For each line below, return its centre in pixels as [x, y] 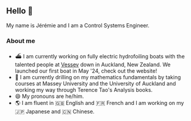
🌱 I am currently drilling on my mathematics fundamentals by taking [98, 77]
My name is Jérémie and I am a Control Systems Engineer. [78, 25]
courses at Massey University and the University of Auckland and [95, 83]
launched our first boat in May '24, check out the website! [86, 71]
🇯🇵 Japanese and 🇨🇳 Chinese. [55, 111]
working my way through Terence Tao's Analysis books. [84, 90]
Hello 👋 [20, 11]
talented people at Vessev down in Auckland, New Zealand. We [93, 65]
